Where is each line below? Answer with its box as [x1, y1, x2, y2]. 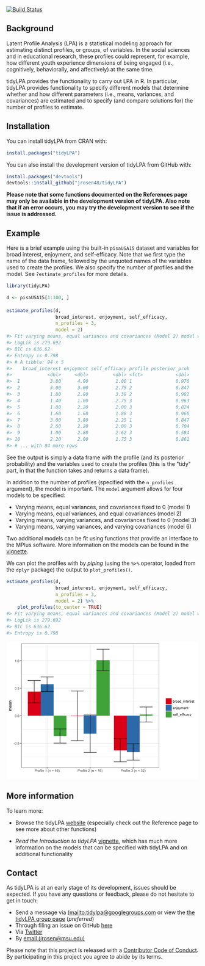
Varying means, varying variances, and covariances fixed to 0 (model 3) [15, 516, 197, 523]
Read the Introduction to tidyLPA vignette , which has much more [15, 837, 178, 844]
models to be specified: [6, 492, 66, 499]
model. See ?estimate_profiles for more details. [6, 271, 128, 278]
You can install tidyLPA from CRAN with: [6, 137, 107, 145]
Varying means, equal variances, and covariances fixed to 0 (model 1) [15, 503, 191, 510]
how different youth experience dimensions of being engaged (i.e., [6, 59, 174, 67]
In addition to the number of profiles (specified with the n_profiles [6, 478, 174, 485]
